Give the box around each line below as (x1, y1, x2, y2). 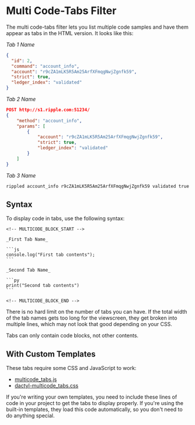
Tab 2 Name (6, 95, 36, 103)
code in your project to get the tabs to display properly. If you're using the (6, 400, 184, 407)
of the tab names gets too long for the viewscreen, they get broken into (6, 314, 177, 321)
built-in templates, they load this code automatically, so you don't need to (6, 406, 183, 413)
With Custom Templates (6, 349, 96, 359)
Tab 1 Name (6, 41, 35, 48)
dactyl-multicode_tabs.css (14, 382, 79, 389)
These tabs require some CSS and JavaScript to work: (6, 365, 137, 372)
